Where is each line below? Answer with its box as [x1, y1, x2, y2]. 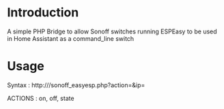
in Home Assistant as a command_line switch [7, 34, 135, 42]
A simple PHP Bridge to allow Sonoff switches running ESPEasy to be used [7, 27, 217, 35]
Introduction [7, 5, 79, 20]
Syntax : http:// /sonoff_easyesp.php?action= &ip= [7, 80, 145, 89]
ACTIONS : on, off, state [7, 94, 74, 102]
